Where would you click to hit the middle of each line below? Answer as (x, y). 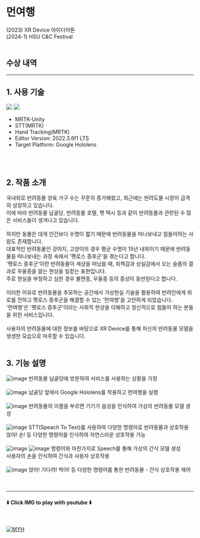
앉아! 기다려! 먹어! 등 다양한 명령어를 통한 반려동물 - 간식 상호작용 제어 (110, 470)
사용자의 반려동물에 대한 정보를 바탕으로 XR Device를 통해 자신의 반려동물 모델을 (100, 329)
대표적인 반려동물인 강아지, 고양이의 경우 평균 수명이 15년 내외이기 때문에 (90, 249)
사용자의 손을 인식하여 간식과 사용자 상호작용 (58, 456)
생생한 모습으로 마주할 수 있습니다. (46, 336)
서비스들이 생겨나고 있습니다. (46, 220)
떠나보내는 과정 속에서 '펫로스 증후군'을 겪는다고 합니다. (81, 256)
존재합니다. (30, 241)
